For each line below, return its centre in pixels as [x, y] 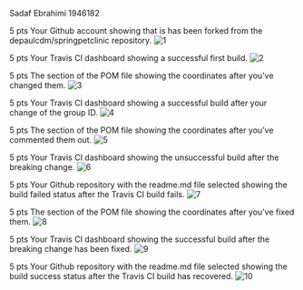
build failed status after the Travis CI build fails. [97, 194]
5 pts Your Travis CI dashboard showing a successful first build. [128, 58]
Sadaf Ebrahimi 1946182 [54, 13]
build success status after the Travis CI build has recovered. [122, 276]
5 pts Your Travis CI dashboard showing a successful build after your [138, 103]
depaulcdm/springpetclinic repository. [81, 40]
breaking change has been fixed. [71, 249]
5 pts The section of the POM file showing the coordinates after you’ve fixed [152, 212]
